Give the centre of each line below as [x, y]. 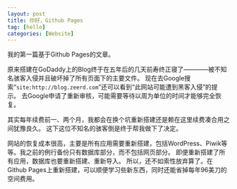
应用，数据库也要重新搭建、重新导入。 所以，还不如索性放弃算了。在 [113, 161]
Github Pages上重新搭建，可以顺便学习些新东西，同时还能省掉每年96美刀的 [117, 170]
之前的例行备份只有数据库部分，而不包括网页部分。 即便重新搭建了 [122, 152]
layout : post [26, 14]
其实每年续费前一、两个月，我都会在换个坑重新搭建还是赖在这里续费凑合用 [115, 120]
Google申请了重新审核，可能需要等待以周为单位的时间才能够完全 [121, 96]
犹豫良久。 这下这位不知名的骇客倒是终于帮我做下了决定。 [97, 128]
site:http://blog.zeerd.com [57, 88]
